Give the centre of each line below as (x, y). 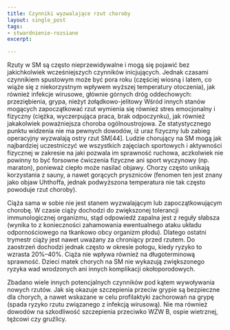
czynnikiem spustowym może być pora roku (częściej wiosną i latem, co (109, 79)
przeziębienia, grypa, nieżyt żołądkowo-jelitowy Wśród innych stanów (106, 101)
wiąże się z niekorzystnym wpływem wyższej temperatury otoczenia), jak (111, 87)
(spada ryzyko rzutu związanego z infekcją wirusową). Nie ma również (107, 304)
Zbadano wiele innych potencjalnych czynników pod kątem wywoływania (111, 282)
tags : (15, 26)
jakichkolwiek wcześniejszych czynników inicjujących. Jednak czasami (108, 72)
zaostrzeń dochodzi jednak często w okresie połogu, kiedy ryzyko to (105, 247)
